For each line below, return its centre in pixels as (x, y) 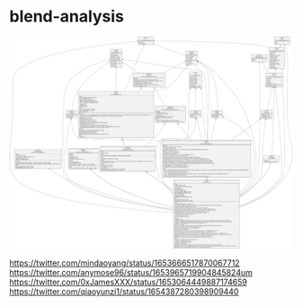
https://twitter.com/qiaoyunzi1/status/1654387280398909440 (124, 292)
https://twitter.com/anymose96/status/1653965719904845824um (131, 273)
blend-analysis (67, 17)
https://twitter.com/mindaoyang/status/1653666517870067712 (124, 263)
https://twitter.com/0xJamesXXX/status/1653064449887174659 (128, 282)
